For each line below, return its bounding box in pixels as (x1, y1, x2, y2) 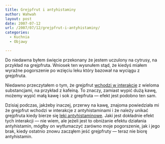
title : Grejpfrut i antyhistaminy (5, 7, 76, 12)
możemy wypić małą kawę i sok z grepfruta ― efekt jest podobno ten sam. (5, 92, 157, 98)
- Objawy (9, 39, 28, 44)
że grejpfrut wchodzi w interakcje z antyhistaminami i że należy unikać (5, 107, 149, 113)
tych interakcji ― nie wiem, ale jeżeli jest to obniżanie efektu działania (5, 117, 147, 123)
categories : (5, 30, 30, 35)
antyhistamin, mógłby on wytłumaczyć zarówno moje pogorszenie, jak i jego (5, 123, 160, 129)
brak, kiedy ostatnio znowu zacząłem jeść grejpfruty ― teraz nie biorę (5, 128, 148, 134)
